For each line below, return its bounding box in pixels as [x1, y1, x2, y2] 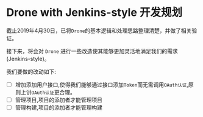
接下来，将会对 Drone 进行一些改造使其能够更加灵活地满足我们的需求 [6, 47, 178, 55]
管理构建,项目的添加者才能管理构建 [15, 104, 102, 112]
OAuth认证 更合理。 [31, 89, 76, 96]
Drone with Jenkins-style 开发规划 [6, 5, 183, 19]
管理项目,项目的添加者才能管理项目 [15, 96, 102, 104]
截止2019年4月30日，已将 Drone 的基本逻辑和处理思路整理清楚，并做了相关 [6, 27, 192, 34]
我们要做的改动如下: [6, 68, 57, 75]
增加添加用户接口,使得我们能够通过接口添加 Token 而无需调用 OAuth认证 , [15, 80, 189, 88]
